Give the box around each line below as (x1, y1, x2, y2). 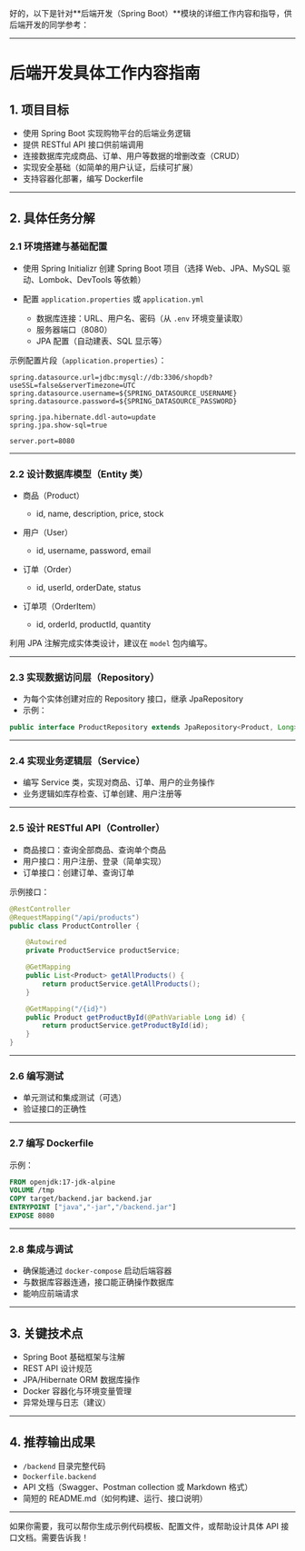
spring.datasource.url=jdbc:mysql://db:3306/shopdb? (9, 373, 213, 382)
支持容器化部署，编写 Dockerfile (22, 174, 143, 184)
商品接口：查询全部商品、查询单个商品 (22, 844, 166, 855)
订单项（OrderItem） (22, 601, 102, 611)
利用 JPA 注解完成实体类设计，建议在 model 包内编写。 (9, 637, 213, 648)
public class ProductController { (9, 921, 141, 930)
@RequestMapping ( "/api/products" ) (9, 912, 141, 922)
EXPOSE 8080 (9, 1211, 54, 1220)
